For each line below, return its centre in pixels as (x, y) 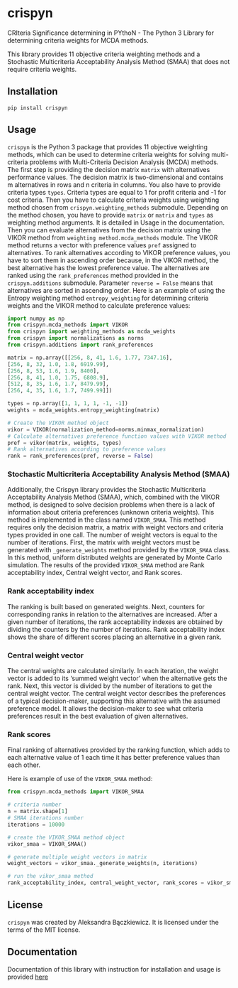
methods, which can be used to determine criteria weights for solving (109, 154)
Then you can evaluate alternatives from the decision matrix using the (109, 230)
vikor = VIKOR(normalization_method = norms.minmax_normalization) (106, 429)
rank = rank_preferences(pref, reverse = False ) (80, 456)
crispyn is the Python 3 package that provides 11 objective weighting (107, 146)
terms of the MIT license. (44, 930)
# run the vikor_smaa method (50, 876)
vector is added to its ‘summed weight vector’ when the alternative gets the (118, 678)
